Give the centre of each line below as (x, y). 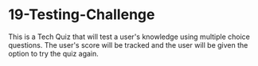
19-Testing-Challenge (82, 15)
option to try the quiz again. (54, 53)
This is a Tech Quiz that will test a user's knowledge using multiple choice (129, 37)
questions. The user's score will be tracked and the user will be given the (128, 45)
